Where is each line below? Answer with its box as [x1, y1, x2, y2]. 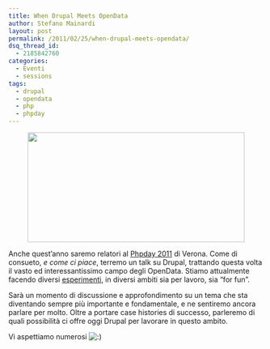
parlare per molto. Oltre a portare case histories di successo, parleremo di [8, 308, 255, 317]
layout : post [8, 27, 53, 35]
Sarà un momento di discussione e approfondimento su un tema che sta [8, 291, 248, 300]
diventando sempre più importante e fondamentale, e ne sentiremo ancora [8, 299, 256, 309]
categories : [8, 57, 49, 66]
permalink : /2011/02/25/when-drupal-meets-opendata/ [8, 34, 190, 43]
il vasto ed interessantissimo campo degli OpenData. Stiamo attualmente [8, 266, 250, 275]
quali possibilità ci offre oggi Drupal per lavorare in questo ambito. [8, 317, 228, 326]
